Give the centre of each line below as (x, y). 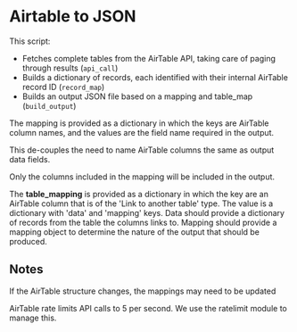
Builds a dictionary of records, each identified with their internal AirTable (155, 77)
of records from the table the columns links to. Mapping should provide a (143, 222)
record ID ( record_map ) (63, 87)
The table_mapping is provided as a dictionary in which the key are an (139, 194)
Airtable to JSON (73, 17)
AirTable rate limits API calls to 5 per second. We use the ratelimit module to (148, 308)
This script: (30, 41)
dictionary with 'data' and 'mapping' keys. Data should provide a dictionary (147, 212)
